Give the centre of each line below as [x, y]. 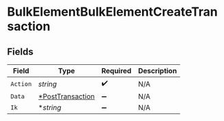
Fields [20, 52]
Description [157, 71]
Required [116, 71]
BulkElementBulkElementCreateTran [112, 12]
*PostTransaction [67, 96]
